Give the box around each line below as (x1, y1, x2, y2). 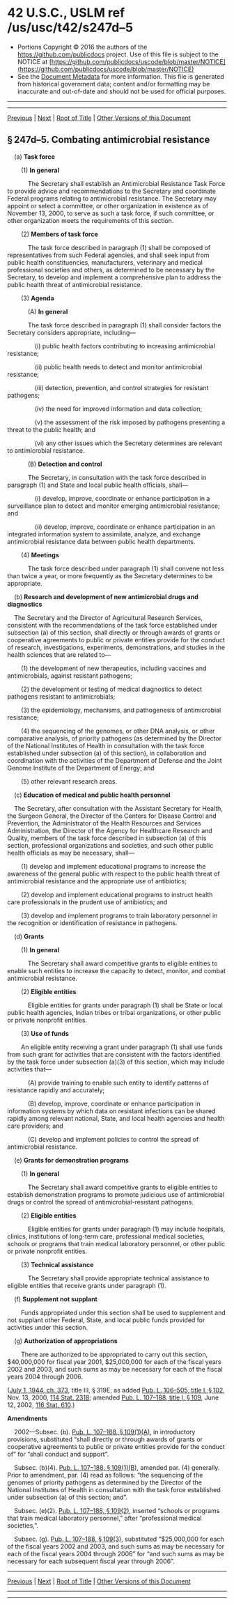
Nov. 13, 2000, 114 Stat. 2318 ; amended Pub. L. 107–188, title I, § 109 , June (7, 1393, 219, 1402)
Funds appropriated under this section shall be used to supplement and (20, 1308, 226, 1317)
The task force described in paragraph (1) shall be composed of (27, 243, 211, 251)
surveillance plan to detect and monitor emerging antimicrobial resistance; (7, 502, 221, 510)
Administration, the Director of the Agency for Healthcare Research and (7, 826, 212, 835)
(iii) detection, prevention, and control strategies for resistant (34, 383, 209, 391)
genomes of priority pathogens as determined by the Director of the (7, 1478, 203, 1487)
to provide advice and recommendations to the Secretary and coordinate (7, 187, 216, 195)
